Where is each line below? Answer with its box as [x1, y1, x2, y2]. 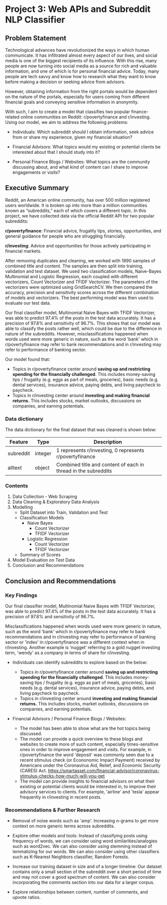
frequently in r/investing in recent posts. [19, 794, 102, 800]
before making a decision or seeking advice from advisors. [5, 79, 126, 85]
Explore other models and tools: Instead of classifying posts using [12, 833, 148, 839]
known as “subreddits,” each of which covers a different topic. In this [5, 208, 147, 214]
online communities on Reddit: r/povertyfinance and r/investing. [20, 114, 151, 120]
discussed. [19, 731, 42, 737]
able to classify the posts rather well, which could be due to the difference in [5, 325, 162, 332]
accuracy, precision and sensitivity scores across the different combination [5, 289, 159, 295]
